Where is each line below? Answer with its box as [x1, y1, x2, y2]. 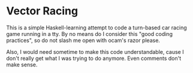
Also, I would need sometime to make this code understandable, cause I [6, 48, 184, 55]
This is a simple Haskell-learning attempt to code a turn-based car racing [6, 24, 187, 31]
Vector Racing [6, 4, 79, 18]
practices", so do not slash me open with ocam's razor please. [6, 36, 161, 44]
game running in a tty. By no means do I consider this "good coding [6, 30, 173, 37]
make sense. [6, 61, 38, 68]
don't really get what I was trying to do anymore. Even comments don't [6, 54, 182, 62]
